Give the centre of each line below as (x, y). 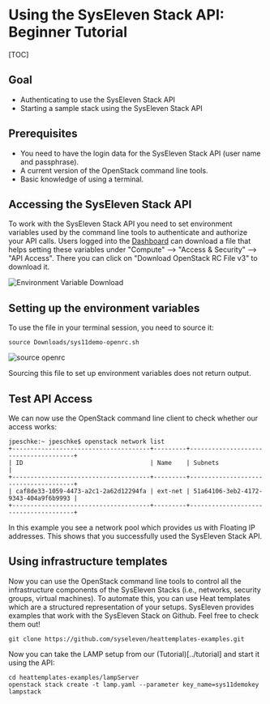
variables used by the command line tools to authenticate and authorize (128, 233)
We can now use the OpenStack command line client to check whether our (133, 418)
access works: (32, 427)
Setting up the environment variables (104, 308)
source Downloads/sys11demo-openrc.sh (74, 343)
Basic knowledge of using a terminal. (82, 179)
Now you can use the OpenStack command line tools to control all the (125, 581)
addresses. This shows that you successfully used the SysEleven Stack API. (135, 536)
